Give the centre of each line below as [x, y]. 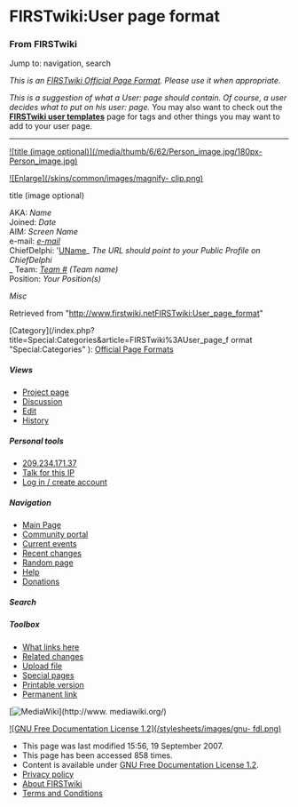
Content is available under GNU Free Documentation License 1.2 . [140, 764]
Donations [41, 582]
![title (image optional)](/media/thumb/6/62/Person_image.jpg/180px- [136, 152]
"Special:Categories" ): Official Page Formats [92, 349]
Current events [49, 544]
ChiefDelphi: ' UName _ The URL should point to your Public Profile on [135, 251]
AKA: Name [31, 213]
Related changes [53, 656]
